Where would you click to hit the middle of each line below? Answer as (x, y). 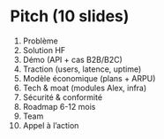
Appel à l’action (51, 125)
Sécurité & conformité (63, 97)
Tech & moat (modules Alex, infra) (85, 88)
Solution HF (44, 50)
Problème (40, 41)
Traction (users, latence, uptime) (82, 69)
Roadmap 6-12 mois (59, 106)
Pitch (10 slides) (70, 16)
